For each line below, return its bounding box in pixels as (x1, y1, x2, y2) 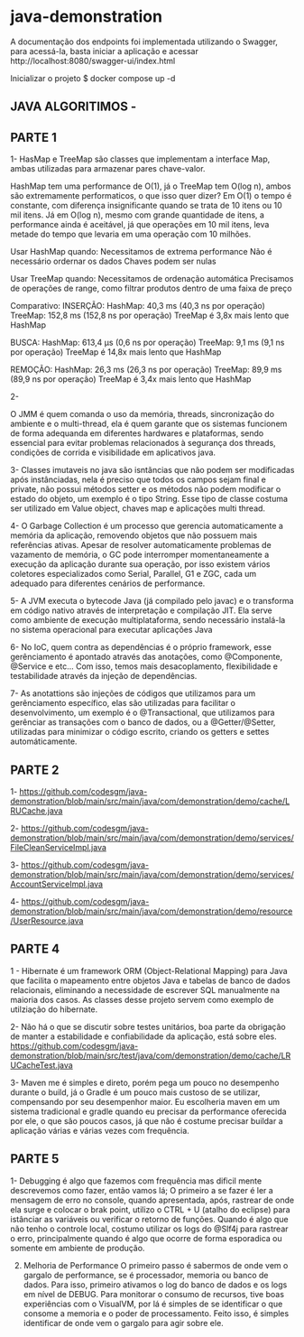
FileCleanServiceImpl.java (10, 841, 107, 852)
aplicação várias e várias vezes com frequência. (10, 1125, 190, 1136)
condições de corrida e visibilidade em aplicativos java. (10, 447, 216, 458)
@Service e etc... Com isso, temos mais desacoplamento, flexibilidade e (10, 661, 279, 672)
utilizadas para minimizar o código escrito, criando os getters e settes (10, 727, 270, 738)
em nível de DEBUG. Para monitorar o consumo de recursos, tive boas (23, 1288, 285, 1299)
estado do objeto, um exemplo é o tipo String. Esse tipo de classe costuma (10, 494, 288, 505)
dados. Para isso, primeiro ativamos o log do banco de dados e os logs (23, 1279, 288, 1290)
